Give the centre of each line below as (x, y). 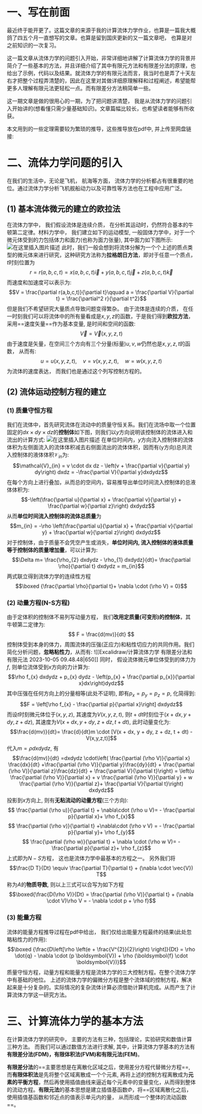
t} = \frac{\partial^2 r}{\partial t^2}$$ (101, 298)
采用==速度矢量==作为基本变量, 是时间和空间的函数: (71, 323)
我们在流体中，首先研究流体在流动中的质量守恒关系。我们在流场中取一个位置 (101, 425)
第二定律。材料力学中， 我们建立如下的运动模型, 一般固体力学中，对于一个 (103, 232)
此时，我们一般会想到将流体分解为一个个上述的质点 (124, 247)
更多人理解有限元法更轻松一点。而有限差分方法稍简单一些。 (80, 88)
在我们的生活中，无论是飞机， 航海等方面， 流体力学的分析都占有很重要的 (97, 181)
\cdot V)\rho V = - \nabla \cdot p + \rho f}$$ (101, 901)
